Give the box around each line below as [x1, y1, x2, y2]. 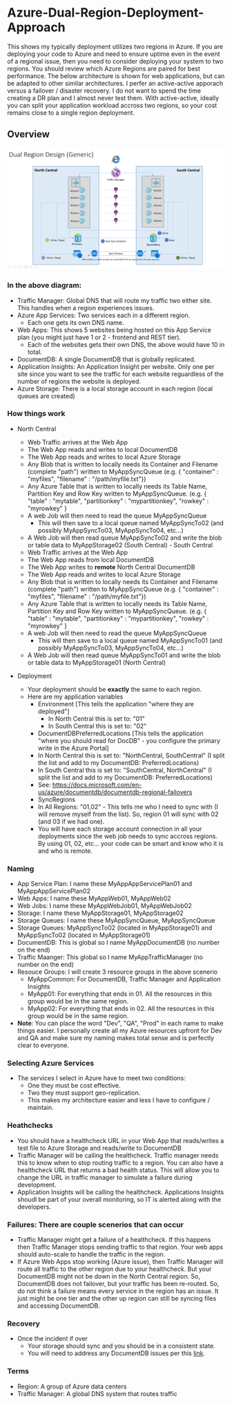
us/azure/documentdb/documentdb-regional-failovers [37, 788, 193, 796]
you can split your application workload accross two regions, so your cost [7, 101, 217, 109]
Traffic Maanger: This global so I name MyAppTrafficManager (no [17, 953, 204, 961]
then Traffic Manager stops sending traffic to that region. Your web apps [17, 1243, 224, 1252]
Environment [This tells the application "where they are [37, 699, 195, 708]
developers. [17, 1203, 52, 1211]
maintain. [27, 1104, 54, 1112]
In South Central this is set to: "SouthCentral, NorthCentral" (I [37, 766, 212, 774]
